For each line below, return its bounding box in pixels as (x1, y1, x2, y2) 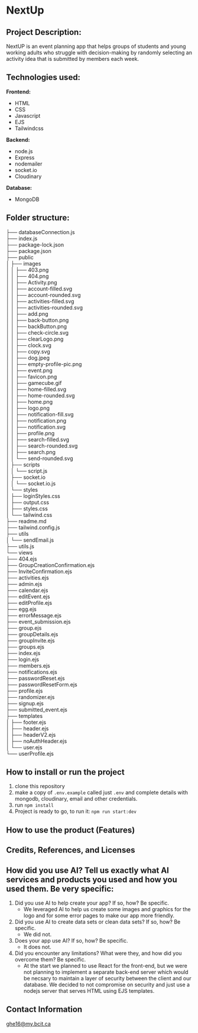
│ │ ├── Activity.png (6, 279, 57, 286)
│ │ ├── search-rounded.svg (6, 442, 78, 449)
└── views (6, 549, 33, 556)
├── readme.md (6, 517, 47, 524)
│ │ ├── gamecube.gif (6, 379, 62, 386)
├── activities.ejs (6, 574, 49, 581)
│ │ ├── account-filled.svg (6, 285, 73, 292)
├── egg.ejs (6, 605, 37, 613)
